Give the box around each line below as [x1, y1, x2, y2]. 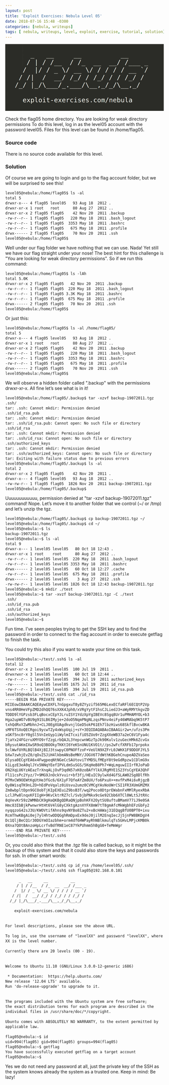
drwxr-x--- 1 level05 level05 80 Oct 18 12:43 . [5, 546, 114, 551]
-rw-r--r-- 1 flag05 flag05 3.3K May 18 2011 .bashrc [5, 291, 123, 296]
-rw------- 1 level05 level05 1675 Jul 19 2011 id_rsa [5, 682, 125, 687]
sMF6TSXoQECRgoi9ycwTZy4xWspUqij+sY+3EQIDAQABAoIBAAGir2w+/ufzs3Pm [5, 727, 150, 732]
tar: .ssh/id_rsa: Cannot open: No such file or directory [5, 436, 132, 441]
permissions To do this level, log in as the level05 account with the [5, 121, 143, 127]
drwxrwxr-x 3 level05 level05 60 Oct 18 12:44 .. [5, 672, 116, 677]
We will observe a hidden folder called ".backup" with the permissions [5, 379, 150, 386]
